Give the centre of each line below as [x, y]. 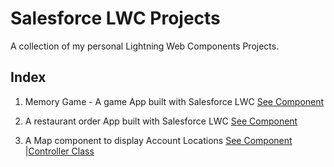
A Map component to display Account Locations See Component [158, 140]
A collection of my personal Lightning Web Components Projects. [145, 46]
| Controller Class [59, 151]
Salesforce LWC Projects [115, 18]
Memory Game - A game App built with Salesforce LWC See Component [174, 101]
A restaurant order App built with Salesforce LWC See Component [161, 121]
